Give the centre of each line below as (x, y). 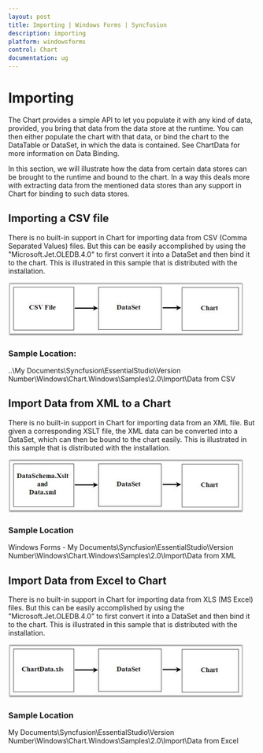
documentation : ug (38, 58)
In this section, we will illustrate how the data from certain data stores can (128, 169)
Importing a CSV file (59, 219)
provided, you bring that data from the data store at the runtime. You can (126, 128)
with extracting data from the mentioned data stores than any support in (125, 185)
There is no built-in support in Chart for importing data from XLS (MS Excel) (131, 599)
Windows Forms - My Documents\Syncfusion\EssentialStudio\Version (121, 547)
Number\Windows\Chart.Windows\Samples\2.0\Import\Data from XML (122, 556)
